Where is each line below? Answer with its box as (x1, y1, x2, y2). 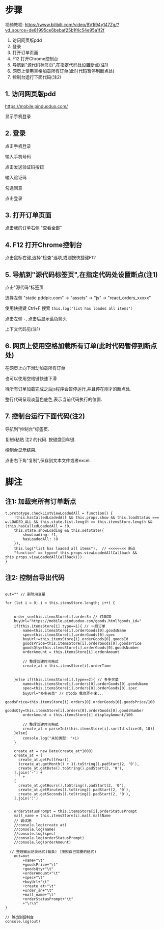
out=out (14, 854, 29, 859)
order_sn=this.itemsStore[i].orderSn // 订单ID (14, 614, 111, 619)
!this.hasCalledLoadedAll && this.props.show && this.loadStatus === (14, 515, 160, 520)
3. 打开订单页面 (5, 211, 52, 219)
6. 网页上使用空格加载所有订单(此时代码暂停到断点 (5, 342, 157, 350)
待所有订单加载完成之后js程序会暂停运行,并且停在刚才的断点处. (5, 386, 132, 392)
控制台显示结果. (5, 447, 37, 453)
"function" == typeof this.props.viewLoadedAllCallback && (14, 550, 137, 555)
